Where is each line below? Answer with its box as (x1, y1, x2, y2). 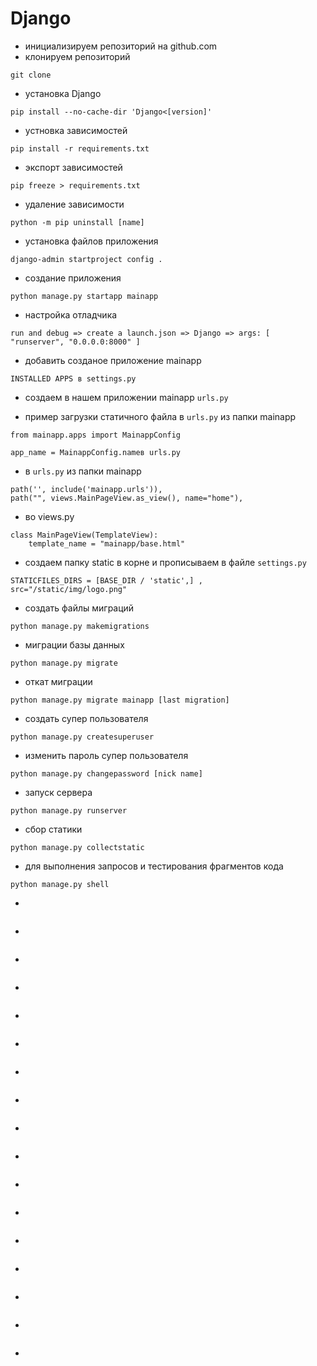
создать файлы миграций (24, 602, 135, 614)
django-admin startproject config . (10, 254, 163, 264)
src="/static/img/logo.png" (10, 584, 128, 594)
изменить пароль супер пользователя (24, 749, 189, 761)
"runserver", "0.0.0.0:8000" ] (10, 337, 141, 347)
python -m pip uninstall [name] (10, 217, 145, 227)
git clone (10, 70, 52, 80)
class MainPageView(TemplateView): (10, 530, 159, 540)
